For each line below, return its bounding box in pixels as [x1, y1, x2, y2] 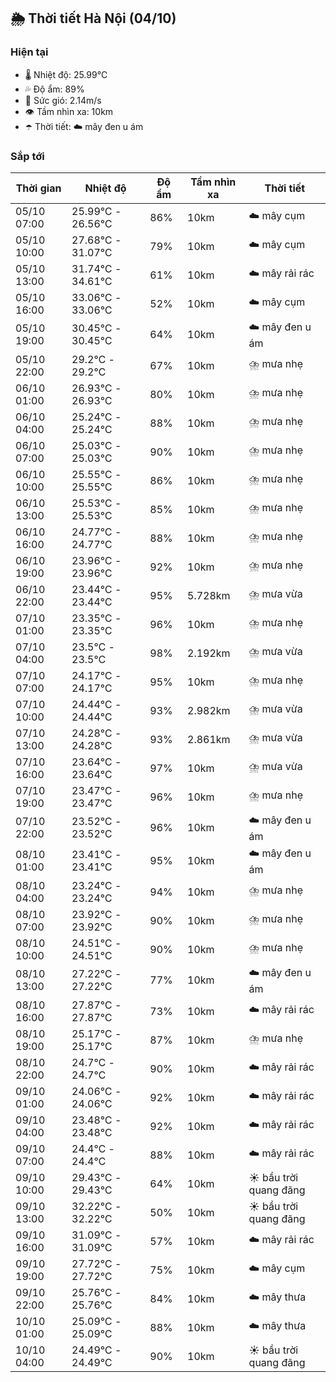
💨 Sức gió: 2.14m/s [24, 94, 102, 106]
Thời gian [15, 181, 62, 195]
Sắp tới [10, 149, 45, 163]
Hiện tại [10, 45, 49, 59]
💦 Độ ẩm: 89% [24, 83, 85, 95]
